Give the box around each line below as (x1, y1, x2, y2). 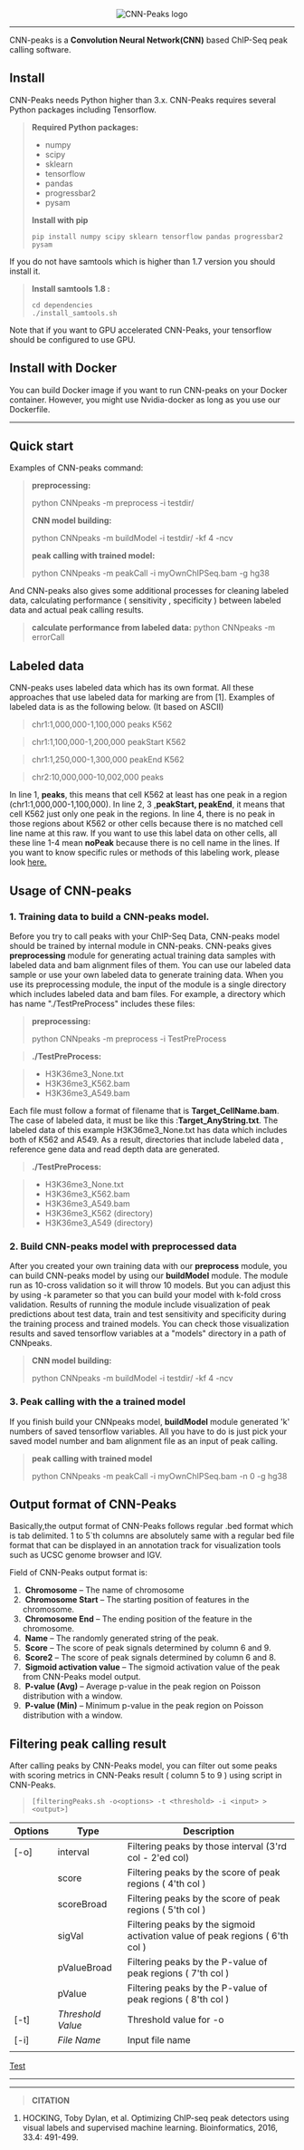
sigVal (57, 1930, 84, 1942)
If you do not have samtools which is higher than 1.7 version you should (9, 256, 276, 266)
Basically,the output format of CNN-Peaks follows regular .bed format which (9, 1521, 294, 1532)
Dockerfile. (9, 403, 51, 414)
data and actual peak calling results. (9, 605, 145, 615)
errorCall (31, 632, 65, 643)
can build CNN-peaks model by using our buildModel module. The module (9, 1270, 289, 1282)
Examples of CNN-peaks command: (9, 462, 144, 473)
